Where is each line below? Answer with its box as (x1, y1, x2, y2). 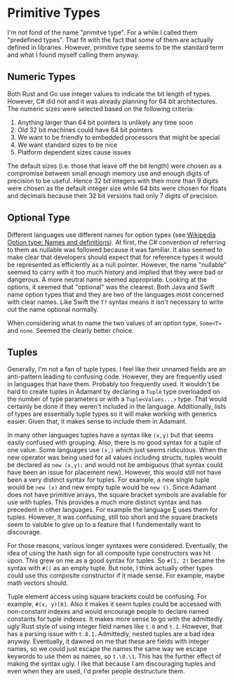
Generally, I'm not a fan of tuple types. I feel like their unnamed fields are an (7, 365, 227, 374)
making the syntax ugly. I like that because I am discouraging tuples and (7, 660, 216, 668)
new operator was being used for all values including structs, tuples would (7, 453, 222, 461)
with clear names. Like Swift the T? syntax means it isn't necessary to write (7, 297, 224, 306)
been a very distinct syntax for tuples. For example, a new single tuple (7, 476, 210, 484)
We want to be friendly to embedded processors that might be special (17, 133, 220, 141)
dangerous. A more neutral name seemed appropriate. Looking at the (7, 275, 208, 284)
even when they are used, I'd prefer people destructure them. (7, 667, 185, 676)
